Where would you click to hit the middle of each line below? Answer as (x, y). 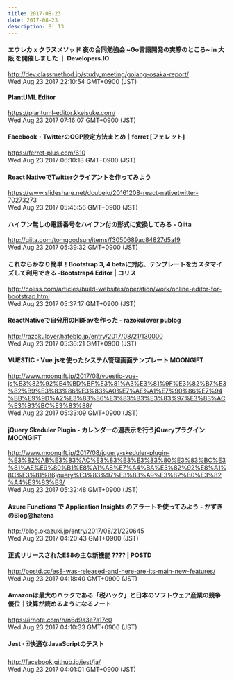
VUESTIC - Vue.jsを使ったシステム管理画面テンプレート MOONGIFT (106, 360)
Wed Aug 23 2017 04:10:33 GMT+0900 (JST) (73, 627)
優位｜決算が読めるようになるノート (60, 604)
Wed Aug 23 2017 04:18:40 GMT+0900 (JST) (73, 578)
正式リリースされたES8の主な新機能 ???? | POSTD (80, 555)
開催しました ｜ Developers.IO (65, 58)
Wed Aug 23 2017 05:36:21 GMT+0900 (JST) (73, 343)
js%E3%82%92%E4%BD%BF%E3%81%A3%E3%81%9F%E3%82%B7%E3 (117, 383)
